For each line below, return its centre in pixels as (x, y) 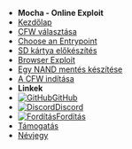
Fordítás (71, 116)
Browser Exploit (46, 60)
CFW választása (47, 31)
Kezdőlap (35, 22)
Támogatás (38, 126)
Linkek (30, 88)
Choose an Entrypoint (57, 41)
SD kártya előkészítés (57, 51)
